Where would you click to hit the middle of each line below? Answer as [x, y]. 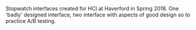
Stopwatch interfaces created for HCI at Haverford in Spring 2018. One [92, 9]
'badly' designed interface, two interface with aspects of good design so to [98, 15]
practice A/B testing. [31, 21]
